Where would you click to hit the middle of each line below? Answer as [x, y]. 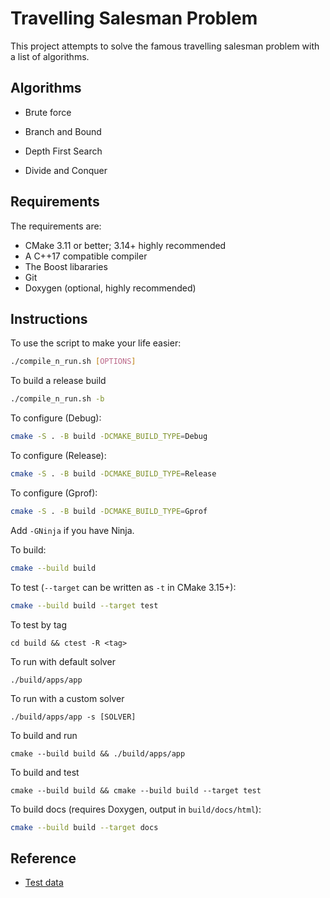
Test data [44, 883]
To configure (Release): [58, 455]
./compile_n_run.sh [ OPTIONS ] [73, 362]
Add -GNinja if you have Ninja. [72, 530]
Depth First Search [63, 151]
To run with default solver [63, 661]
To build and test [45, 772]
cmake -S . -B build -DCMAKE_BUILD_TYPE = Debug [109, 437]
